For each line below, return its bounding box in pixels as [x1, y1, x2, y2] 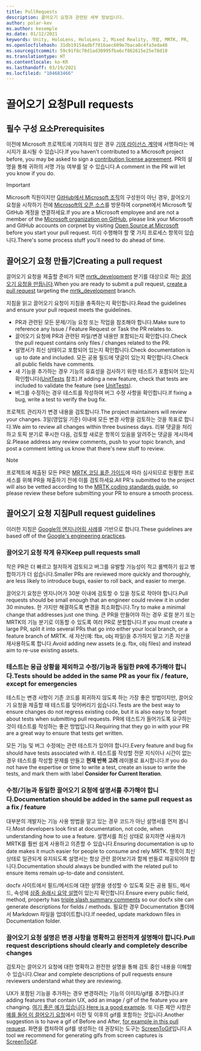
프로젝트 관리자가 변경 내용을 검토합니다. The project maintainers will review [6, 409, 187, 416]
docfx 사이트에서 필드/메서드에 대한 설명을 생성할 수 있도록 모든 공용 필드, [6, 881, 179, 888]
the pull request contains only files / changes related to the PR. [14, 340, 170, 347]
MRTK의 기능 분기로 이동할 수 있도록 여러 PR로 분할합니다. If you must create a [6, 618, 193, 626]
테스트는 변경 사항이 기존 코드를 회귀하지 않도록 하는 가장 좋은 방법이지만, [6, 694, 178, 701]
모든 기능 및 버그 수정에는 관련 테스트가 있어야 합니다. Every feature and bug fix [6, 742, 194, 749]
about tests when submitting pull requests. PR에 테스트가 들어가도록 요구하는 [6, 715, 192, 723]
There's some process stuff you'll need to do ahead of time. [17, 236, 166, 244]
